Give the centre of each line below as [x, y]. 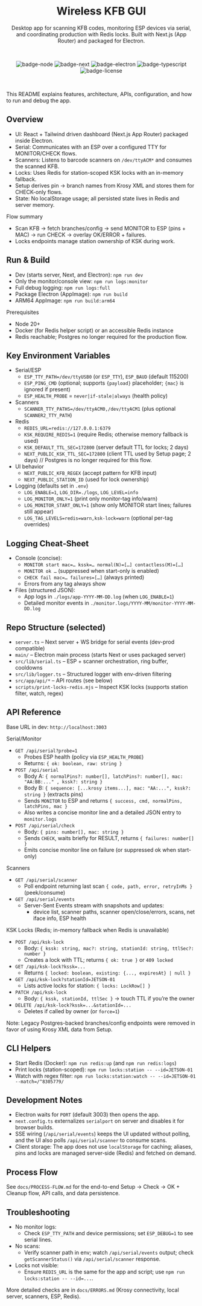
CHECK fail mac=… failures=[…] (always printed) [84, 577]
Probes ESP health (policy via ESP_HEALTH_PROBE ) [84, 757]
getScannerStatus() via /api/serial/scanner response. [92, 1259]
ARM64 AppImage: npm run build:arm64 [65, 300]
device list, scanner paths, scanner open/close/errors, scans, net [114, 912]
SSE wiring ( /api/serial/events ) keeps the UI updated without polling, [103, 1134]
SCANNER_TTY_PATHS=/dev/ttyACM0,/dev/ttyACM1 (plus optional [100, 409]
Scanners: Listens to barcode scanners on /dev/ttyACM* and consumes [103, 160]
